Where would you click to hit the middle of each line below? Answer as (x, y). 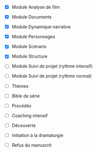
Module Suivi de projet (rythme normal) (52, 76)
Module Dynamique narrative (41, 27)
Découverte (24, 125)
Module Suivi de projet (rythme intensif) (52, 66)
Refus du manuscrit (32, 145)
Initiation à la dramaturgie (37, 135)
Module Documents (32, 17)
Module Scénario (29, 47)
